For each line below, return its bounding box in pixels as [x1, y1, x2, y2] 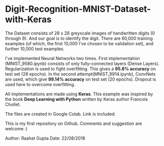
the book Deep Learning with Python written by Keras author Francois [5, 96, 148, 102]
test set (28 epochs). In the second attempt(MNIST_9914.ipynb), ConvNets [5, 71, 156, 77]
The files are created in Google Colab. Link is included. [5, 111, 116, 117]
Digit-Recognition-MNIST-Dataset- [5, 3, 151, 15]
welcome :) [5, 125, 28, 131]
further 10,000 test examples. [5, 46, 65, 52]
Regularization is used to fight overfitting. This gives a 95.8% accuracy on [5, 65, 156, 72]
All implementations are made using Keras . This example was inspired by [5, 91, 153, 97]
